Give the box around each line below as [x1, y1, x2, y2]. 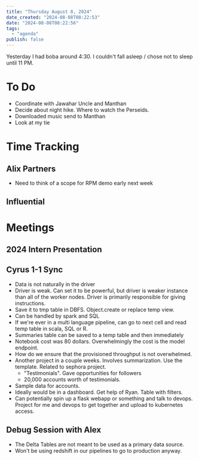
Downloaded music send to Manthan [14, 112, 106, 119]
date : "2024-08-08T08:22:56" [6, 20, 79, 26]
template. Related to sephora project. [14, 363, 106, 370]
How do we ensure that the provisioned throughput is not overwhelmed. [14, 350, 192, 357]
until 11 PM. [6, 59, 34, 66]
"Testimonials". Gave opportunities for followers [23, 369, 142, 376]
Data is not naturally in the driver [14, 280, 96, 287]
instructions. [14, 299, 46, 306]
